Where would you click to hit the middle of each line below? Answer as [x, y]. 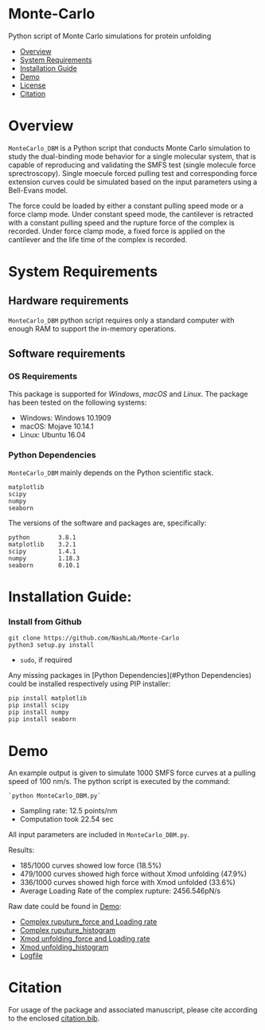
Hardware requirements [68, 301]
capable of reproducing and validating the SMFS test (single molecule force [132, 165]
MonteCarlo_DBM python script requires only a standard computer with [121, 320]
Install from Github [45, 621]
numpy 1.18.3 [44, 558]
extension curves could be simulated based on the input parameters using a [133, 182]
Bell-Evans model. [38, 190]
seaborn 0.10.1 [44, 565]
